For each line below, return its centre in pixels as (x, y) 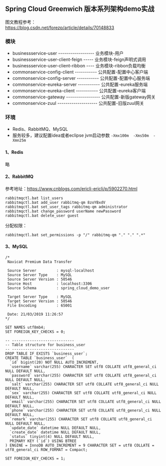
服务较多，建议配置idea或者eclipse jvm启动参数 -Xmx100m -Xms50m (81, 135)
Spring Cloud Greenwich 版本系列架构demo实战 (80, 9)
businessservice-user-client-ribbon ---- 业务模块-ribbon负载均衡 (79, 66)
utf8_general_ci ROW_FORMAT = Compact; (46, 450)
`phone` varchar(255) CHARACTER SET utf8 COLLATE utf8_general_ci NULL (85, 411)
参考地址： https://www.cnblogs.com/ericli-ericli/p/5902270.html (71, 188)
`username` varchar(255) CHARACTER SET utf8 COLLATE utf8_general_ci (83, 367)
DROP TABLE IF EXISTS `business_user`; (46, 354)
